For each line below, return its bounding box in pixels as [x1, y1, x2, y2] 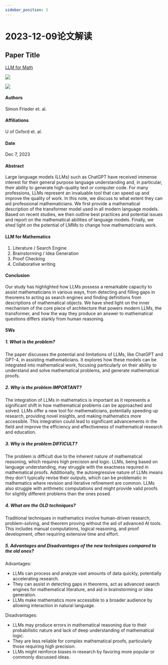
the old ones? [5, 548, 34, 554]
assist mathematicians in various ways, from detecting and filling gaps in [5, 289, 155, 295]
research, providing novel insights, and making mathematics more [5, 413, 141, 419]
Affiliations [5, 117, 29, 123]
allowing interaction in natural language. [12, 603, 95, 609]
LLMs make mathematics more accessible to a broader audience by [12, 597, 153, 603]
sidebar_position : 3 [5, 7, 49, 13]
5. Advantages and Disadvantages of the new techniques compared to [5, 542, 156, 549]
